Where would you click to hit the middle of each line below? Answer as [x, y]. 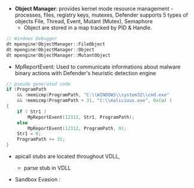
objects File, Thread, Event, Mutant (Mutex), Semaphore [84, 21]
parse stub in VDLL [47, 168]
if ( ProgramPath [26, 90]
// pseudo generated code [38, 84]
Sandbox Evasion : [38, 179]
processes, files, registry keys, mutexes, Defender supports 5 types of [101, 15]
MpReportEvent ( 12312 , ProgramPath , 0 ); [77, 128]
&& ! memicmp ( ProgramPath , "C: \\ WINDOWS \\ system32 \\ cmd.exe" [93, 95]
